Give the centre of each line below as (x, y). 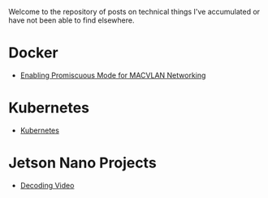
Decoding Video (47, 185)
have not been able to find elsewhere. (71, 20)
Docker (33, 53)
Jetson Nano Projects (82, 163)
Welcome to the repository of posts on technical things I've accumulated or (134, 12)
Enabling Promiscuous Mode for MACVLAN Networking (113, 75)
